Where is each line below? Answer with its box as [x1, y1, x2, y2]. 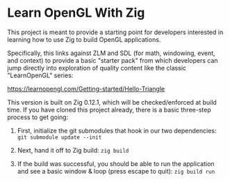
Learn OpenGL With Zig [7, 5, 145, 21]
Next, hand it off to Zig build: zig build [17, 146, 129, 154]
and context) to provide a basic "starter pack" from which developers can [7, 56, 218, 64]
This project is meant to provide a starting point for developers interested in [7, 28, 224, 36]
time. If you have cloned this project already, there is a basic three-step [7, 105, 211, 114]
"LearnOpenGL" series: [7, 71, 74, 79]
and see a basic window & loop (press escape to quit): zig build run [17, 167, 215, 175]
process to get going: [7, 113, 69, 121]
